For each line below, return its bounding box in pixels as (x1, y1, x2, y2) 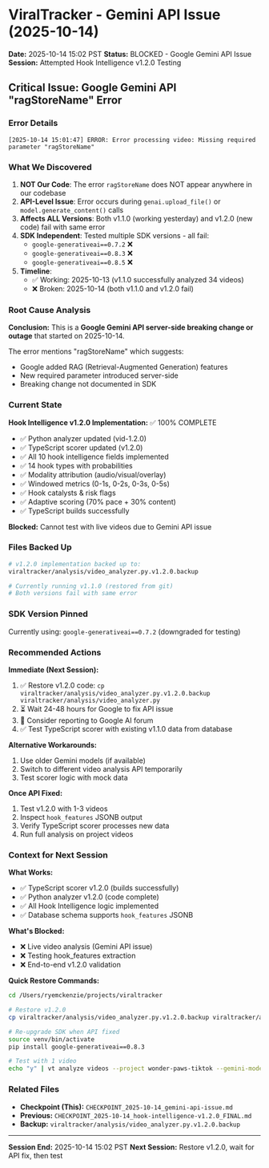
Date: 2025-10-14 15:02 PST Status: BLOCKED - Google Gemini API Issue (8, 49, 252, 59)
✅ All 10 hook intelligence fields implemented (19, 452, 170, 461)
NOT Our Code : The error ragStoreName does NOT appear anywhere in (19, 179, 252, 189)
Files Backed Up (8, 541, 72, 553)
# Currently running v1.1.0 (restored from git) (8, 582, 174, 590)
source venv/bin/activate (8, 1035, 94, 1044)
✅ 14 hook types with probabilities (19, 460, 134, 470)
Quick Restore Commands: (8, 976, 100, 986)
